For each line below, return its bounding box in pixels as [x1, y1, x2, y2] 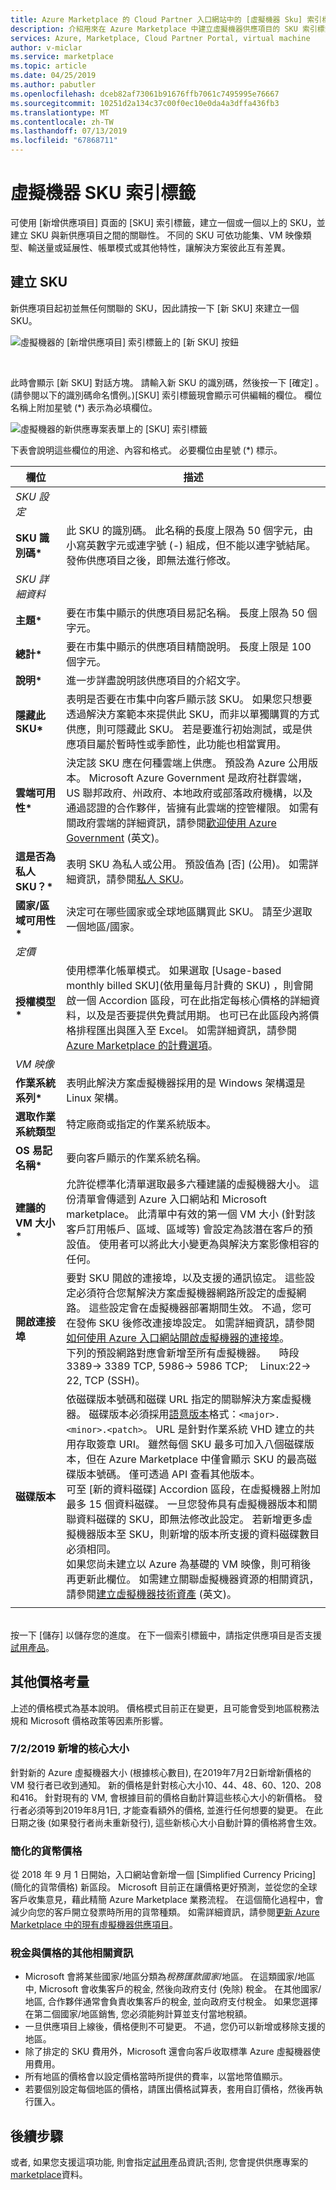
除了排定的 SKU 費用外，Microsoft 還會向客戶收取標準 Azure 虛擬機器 [24, 2046, 312, 2058]
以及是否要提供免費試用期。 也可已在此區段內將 [86, 1008, 310, 1022]
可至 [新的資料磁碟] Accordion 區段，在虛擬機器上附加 [66, 1482, 321, 1496]
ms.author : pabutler [10, 80, 97, 90]
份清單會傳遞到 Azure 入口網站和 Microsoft [66, 1192, 267, 1206]
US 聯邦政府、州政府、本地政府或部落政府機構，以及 [66, 786, 313, 800]
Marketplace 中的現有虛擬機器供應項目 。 [10, 1919, 179, 1931]
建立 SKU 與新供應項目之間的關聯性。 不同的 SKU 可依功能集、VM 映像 [10, 229, 303, 241]
